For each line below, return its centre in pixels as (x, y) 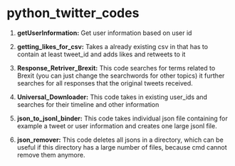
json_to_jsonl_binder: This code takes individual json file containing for (122, 118)
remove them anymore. (51, 155)
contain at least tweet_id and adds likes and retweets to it (101, 54)
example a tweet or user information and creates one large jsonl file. (117, 125)
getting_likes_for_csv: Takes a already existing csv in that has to (112, 46)
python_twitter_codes (73, 13)
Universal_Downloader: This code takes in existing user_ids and (112, 97)
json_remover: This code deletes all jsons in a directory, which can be (120, 140)
